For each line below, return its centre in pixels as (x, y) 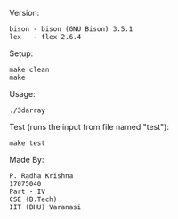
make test (28, 143)
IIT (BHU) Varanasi (45, 207)
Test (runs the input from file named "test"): (89, 127)
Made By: (27, 160)
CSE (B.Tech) (33, 199)
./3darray (28, 110)
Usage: (22, 94)
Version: (24, 13)
